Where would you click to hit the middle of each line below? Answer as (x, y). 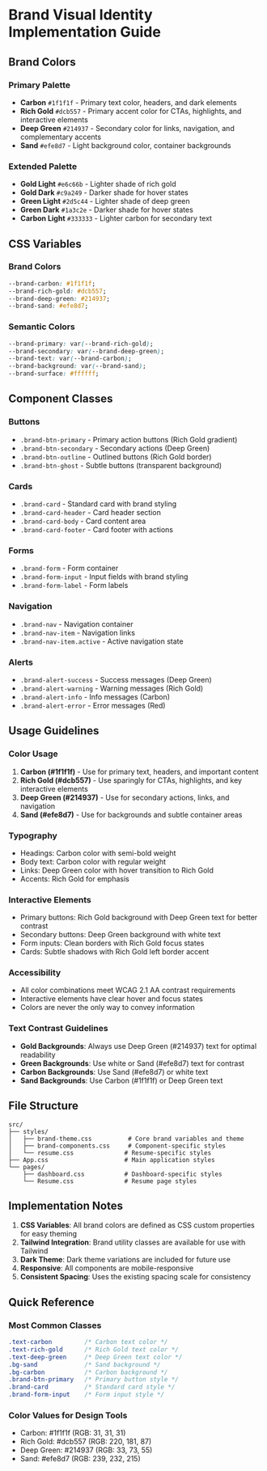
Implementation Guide (85, 32)
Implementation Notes (66, 1205)
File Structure (43, 1106)
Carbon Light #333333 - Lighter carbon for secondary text (116, 218)
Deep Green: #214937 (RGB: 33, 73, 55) (86, 1450)
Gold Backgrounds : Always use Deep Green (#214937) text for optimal (138, 1046)
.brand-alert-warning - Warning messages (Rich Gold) (112, 688)
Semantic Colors (42, 327)
